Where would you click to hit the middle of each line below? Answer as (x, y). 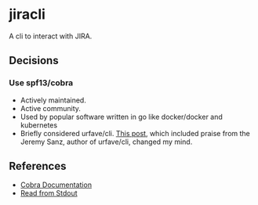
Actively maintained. (53, 100)
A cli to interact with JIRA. (51, 36)
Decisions (34, 61)
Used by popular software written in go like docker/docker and (121, 117)
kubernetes (39, 125)
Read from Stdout (49, 193)
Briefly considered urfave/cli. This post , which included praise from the (135, 133)
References (38, 166)
